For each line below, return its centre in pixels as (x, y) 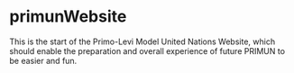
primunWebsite (68, 17)
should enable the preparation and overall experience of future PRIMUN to (147, 50)
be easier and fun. (43, 60)
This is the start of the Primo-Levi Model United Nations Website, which (142, 41)
